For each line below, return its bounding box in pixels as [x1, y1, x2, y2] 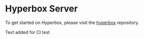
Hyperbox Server [5, 3, 78, 14]
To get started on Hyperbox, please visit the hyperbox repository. [5, 19, 140, 25]
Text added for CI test [5, 29, 50, 35]
